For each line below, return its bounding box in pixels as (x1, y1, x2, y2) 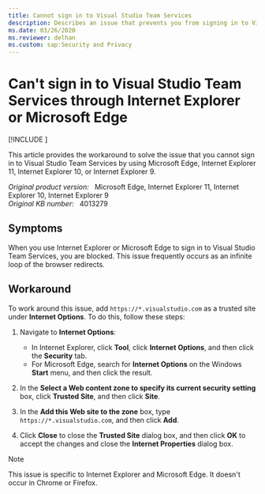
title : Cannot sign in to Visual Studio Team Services (8, 11, 192, 20)
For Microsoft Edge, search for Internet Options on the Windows (31, 359, 242, 368)
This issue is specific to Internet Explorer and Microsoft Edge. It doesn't (8, 469, 241, 479)
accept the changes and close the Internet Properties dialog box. (19, 439, 234, 448)
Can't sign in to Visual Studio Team (8, 75, 242, 93)
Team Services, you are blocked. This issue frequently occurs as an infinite (8, 251, 252, 261)
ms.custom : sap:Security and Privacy (8, 41, 132, 49)
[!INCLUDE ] (8, 135, 48, 145)
